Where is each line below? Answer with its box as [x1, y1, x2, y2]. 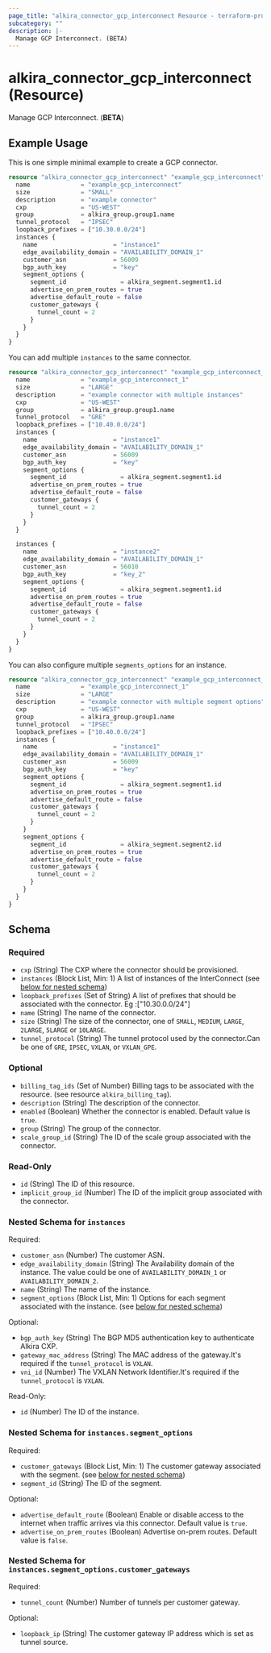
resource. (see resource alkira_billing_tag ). [19, 1089, 172, 1099]
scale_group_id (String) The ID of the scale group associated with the [19, 1132, 252, 1142]
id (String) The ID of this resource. [19, 1179, 135, 1189]
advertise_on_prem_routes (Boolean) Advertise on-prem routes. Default [19, 1526, 257, 1536]
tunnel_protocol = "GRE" [15, 413, 106, 422]
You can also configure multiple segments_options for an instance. [8, 660, 227, 669]
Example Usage [8, 136, 89, 150]
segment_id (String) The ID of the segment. [19, 1478, 162, 1488]
